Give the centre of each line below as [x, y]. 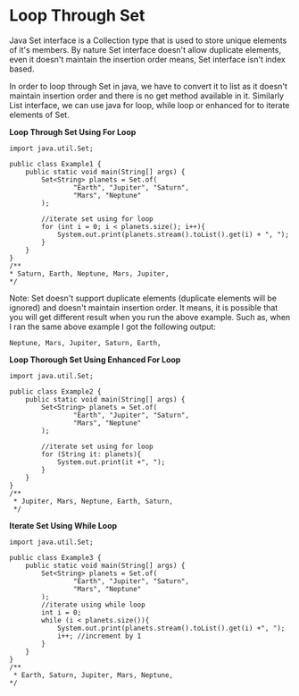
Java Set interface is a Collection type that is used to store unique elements [148, 40]
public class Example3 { [55, 557]
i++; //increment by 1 [99, 636]
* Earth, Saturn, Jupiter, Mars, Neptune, [93, 675]
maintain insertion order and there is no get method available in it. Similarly [146, 96]
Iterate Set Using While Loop [63, 525]
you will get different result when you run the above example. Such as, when [150, 317]
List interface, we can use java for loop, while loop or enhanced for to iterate [149, 105]
